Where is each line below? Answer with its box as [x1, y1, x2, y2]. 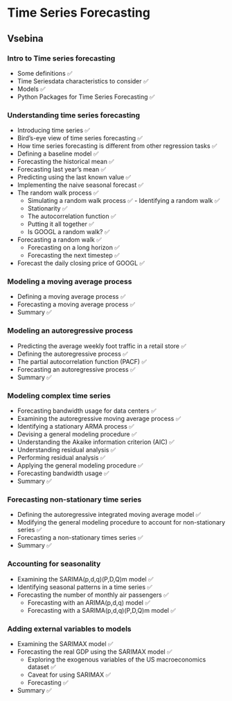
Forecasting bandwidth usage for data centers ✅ [17, 406, 157, 415]
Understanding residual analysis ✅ [17, 446, 116, 454]
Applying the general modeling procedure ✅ [17, 461, 143, 470]
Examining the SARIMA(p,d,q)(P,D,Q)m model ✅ [17, 575, 154, 583]
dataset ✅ [27, 662, 57, 671]
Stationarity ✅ [27, 204, 68, 213]
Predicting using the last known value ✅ [17, 173, 132, 181]
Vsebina [7, 33, 44, 44]
